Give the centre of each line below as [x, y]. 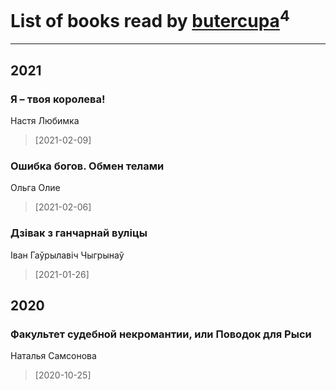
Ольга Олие [35, 188]
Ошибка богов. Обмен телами [87, 166]
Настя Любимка [45, 120]
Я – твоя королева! [58, 99]
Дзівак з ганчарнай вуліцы [79, 233]
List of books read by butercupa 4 [150, 19]
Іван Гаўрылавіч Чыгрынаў [67, 255]
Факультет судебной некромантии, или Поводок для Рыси [161, 334]
